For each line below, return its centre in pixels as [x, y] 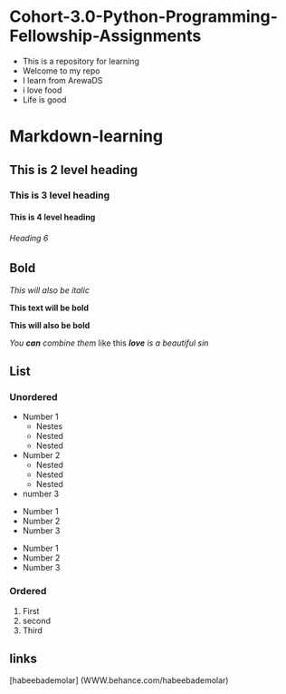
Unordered [33, 396]
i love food [42, 90]
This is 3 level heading [60, 195]
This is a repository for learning [81, 61]
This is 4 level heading [52, 217]
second [37, 621]
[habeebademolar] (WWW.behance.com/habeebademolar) [119, 680]
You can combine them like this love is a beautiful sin [109, 343]
